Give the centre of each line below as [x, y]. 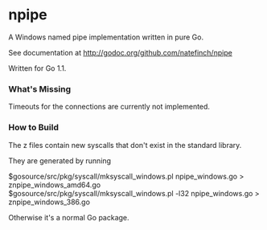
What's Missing [40, 88]
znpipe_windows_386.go [49, 202]
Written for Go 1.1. [37, 68]
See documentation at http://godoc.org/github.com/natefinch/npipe [121, 52]
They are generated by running [60, 160]
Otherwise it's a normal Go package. [69, 217]
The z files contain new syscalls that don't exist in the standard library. [125, 145]
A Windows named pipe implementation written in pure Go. [106, 37]
